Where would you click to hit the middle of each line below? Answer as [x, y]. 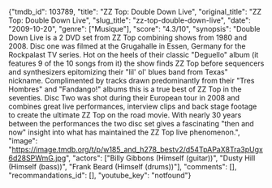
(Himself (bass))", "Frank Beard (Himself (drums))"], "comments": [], [123, 167]
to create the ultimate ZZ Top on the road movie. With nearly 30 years [125, 115]
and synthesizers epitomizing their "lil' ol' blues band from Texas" [119, 72]
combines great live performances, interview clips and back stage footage [133, 106]
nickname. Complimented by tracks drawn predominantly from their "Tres [132, 81]
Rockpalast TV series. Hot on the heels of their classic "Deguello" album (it [134, 55]
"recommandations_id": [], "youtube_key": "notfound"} [100, 175]
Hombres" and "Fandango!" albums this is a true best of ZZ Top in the [125, 89]
